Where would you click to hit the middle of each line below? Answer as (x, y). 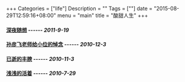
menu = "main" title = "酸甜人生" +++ (103, 15)
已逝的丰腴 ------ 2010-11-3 (40, 59)
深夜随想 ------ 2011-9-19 (38, 30)
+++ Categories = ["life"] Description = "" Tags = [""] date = (79, 8)
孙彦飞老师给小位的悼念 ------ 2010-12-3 (56, 45)
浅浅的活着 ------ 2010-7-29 (41, 73)
